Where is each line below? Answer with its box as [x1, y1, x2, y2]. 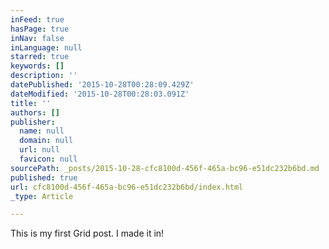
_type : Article [10, 191, 74, 201]
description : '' [10, 71, 78, 81]
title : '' [10, 98, 52, 108]
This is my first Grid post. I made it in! [10, 227, 165, 240]
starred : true [10, 52, 70, 62]
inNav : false [10, 33, 65, 43]
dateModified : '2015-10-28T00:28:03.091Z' [10, 89, 190, 99]
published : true [10, 172, 78, 183]
